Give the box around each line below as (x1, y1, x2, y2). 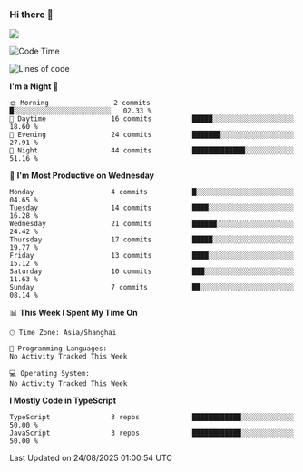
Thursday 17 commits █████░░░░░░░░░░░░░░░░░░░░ (9, 235, 295, 244)
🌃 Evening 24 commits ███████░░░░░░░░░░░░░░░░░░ (9, 131, 295, 140)
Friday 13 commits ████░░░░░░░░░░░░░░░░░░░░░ (9, 251, 295, 261)
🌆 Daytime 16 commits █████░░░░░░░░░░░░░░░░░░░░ (9, 114, 295, 123)
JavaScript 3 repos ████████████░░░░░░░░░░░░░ (9, 428, 295, 438)
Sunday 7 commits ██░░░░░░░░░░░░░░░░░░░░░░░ (9, 283, 295, 292)
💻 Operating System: (9, 369, 91, 379)
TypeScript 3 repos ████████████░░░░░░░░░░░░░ (9, 413, 295, 422)
